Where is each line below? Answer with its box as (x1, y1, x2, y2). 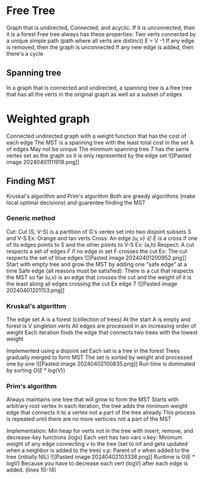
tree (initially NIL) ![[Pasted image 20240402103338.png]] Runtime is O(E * (6, 453, 195, 461)
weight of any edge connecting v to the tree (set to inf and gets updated (6, 440, 188, 448)
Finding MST (6, 176, 56, 187)
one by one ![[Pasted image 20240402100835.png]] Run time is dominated (6, 360, 195, 368)
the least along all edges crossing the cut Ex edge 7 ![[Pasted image (6, 280, 178, 287)
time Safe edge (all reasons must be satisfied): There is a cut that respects (6, 267, 194, 274)
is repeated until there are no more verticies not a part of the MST (6, 415, 172, 423)
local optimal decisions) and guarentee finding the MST (6, 198, 146, 206)
